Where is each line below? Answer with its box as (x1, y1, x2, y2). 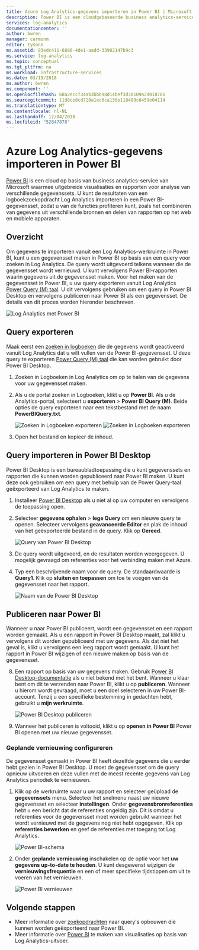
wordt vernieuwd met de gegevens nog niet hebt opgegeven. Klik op (14, 819, 182, 826)
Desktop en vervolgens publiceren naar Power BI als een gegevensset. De (6, 292, 187, 299)
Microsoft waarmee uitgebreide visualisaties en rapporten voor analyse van (6, 184, 191, 191)
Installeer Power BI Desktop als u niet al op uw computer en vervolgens (14, 497, 189, 504)
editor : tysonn (6, 42, 44, 48)
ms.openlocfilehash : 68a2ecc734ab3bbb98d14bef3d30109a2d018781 (6, 91, 166, 97)
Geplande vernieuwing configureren (6, 744, 113, 752)
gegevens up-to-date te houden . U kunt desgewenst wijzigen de (14, 861, 175, 868)
